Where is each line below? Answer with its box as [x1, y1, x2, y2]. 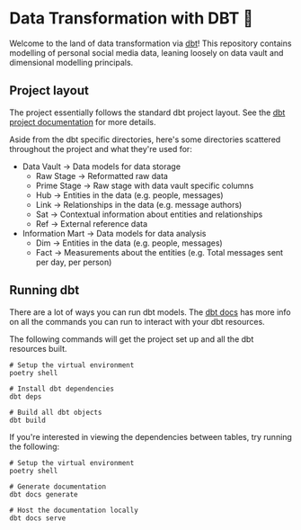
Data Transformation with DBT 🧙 [9, 8, 254, 29]
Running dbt [9, 283, 80, 298]
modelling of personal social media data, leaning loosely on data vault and [9, 47, 284, 58]
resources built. [9, 343, 67, 354]
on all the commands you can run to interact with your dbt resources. [9, 316, 265, 327]
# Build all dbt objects [9, 408, 102, 417]
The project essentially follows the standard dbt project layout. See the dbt [9, 107, 286, 118]
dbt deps [9, 391, 42, 401]
